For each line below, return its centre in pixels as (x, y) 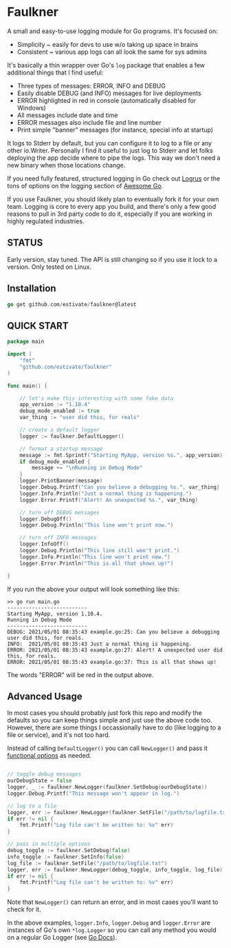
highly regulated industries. (46, 221)
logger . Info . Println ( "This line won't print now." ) (95, 557)
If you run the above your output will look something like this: (93, 589)
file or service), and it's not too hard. (59, 735)
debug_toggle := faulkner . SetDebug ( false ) (69, 851)
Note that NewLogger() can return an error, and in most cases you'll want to (113, 902)
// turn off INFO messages (58, 538)
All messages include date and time (67, 115)
